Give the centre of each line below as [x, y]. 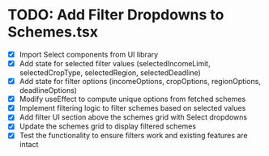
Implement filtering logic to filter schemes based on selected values [132, 108]
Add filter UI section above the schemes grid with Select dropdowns [133, 117]
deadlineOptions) [48, 91]
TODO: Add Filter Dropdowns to [116, 15]
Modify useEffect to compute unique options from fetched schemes [132, 99]
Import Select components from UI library [89, 54]
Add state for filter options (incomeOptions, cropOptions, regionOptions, [140, 82]
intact [29, 145]
